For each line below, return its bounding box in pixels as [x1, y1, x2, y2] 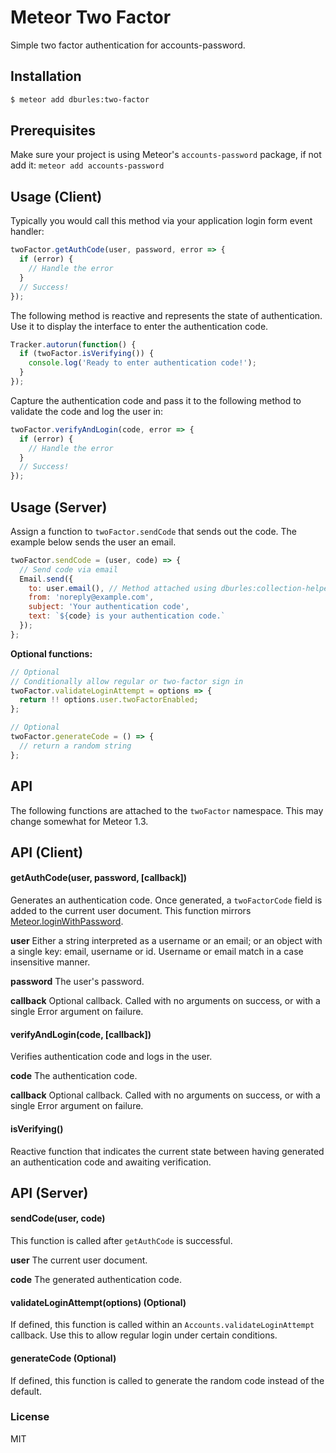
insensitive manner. [10, 956, 91, 968]
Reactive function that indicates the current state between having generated [10, 1145, 325, 1157]
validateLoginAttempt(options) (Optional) [10, 1296, 187, 1308]
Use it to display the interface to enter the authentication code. [10, 320, 269, 332]
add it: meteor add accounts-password [10, 159, 165, 171]
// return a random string [19, 741, 132, 751]
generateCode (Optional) [10, 1352, 117, 1364]
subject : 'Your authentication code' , [28, 602, 190, 612]
